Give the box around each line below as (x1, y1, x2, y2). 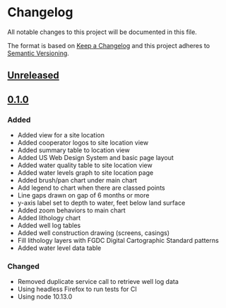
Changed (7, 261, 40, 271)
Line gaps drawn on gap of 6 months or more (17, 191, 150, 200)
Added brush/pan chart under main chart (17, 176, 138, 185)
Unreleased (7, 69, 60, 81)
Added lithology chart (17, 214, 81, 222)
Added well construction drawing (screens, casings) (17, 229, 170, 237)
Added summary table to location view (17, 146, 130, 154)
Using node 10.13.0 (17, 292, 73, 301)
